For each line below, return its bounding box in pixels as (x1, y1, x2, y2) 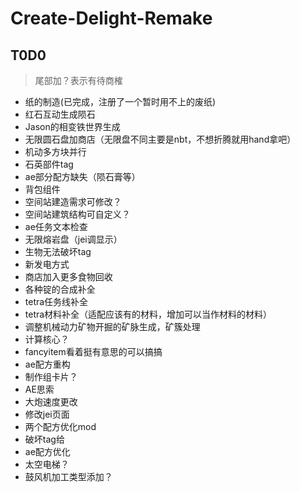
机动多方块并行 (24, 146, 87, 157)
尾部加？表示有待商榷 (34, 75, 123, 86)
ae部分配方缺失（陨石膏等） (24, 171, 141, 182)
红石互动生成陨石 (24, 108, 96, 120)
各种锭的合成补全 (24, 283, 96, 295)
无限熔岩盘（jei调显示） (24, 233, 123, 245)
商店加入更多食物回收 (24, 271, 113, 282)
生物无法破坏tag (24, 246, 92, 257)
